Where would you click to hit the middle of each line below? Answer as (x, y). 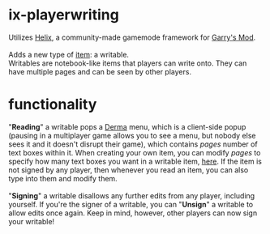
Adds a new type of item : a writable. (69, 54)
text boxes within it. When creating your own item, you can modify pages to (135, 152)
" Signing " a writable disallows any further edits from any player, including (132, 195)
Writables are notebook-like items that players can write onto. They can (128, 63)
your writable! (32, 221)
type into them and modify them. (63, 178)
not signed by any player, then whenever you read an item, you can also (129, 170)
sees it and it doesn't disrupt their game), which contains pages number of (133, 144)
